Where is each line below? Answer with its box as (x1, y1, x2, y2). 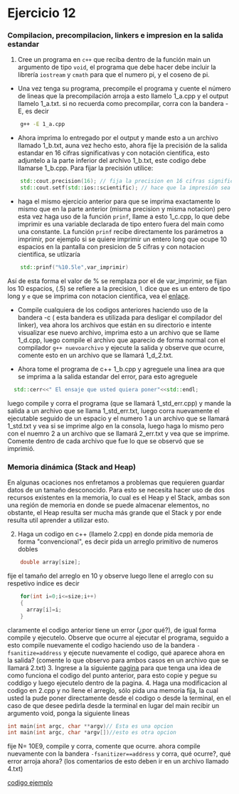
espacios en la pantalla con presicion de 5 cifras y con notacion (17, 243, 205, 251)
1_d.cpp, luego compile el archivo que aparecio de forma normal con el (17, 336, 225, 344)
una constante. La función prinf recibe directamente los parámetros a (17, 228, 224, 236)
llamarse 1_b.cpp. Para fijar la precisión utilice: (17, 164, 154, 172)
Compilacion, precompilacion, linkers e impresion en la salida (7, 31, 224, 41)
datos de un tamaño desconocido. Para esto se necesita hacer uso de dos (7, 486, 225, 494)
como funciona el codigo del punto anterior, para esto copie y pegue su (7, 671, 218, 679)
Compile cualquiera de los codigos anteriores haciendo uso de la (17, 305, 208, 314)
